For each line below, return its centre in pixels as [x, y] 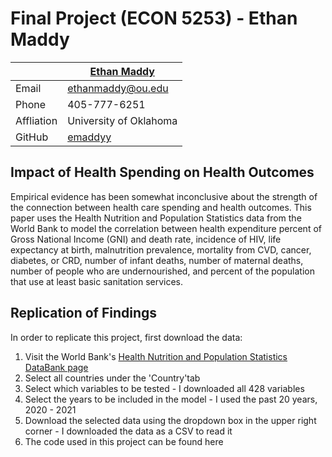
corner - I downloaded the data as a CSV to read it [128, 431]
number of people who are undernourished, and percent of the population [162, 271]
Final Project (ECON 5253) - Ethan [154, 18]
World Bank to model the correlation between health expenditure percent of [166, 228]
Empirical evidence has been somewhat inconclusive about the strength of [164, 196]
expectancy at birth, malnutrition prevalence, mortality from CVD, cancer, [161, 249]
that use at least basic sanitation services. [97, 281]
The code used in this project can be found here [124, 441]
